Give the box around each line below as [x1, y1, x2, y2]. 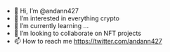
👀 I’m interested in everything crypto [13, 14, 119, 22]
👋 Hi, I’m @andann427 [13, 7, 79, 15]
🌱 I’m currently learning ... [13, 22, 89, 30]
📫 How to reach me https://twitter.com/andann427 [13, 37, 163, 45]
